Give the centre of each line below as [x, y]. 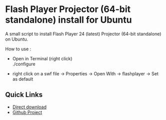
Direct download [29, 107]
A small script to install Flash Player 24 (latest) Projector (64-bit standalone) [83, 34]
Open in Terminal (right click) [42, 58]
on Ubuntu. [17, 39]
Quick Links [24, 95]
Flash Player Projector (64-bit [68, 9]
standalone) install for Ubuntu [68, 20]
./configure [24, 64]
